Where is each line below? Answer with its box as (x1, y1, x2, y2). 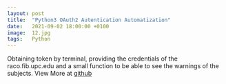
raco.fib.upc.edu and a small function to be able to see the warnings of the (7, 62, 219, 70)
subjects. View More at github (7, 70, 92, 78)
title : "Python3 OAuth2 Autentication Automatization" (7, 17, 171, 23)
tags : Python (7, 36, 51, 43)
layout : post (7, 10, 45, 17)
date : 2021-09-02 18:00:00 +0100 (7, 23, 110, 30)
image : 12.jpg (7, 29, 51, 36)
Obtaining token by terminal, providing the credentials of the (7, 54, 178, 63)
